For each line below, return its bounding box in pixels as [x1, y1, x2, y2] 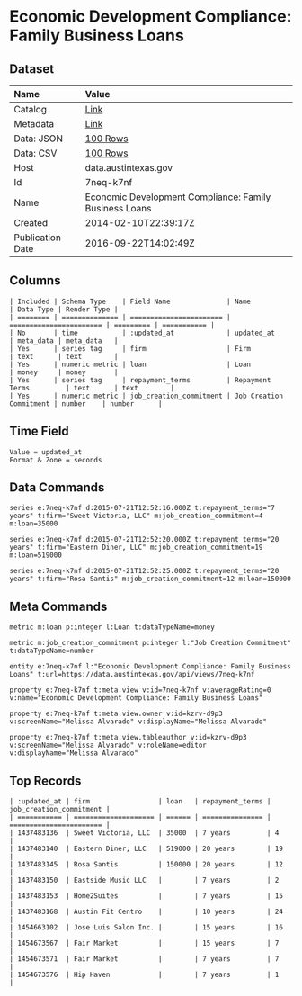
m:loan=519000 [9, 551, 63, 560]
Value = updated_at [9, 447, 83, 456]
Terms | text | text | [9, 383, 175, 392]
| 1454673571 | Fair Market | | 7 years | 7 [9, 955, 280, 964]
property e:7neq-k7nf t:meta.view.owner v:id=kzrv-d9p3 [9, 709, 223, 719]
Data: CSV [13, 147, 58, 159]
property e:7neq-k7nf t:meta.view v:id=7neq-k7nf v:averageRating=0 [9, 686, 271, 695]
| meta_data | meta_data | [9, 336, 119, 345]
